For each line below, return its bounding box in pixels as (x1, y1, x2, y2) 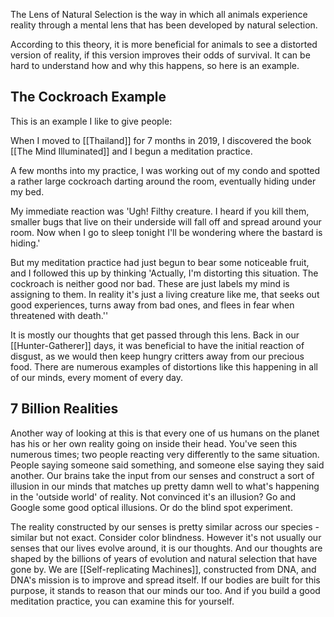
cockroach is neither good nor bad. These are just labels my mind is (10, 277, 290, 289)
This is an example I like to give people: (10, 115, 173, 127)
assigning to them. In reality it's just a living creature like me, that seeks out (10, 288, 320, 300)
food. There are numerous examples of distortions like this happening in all (10, 360, 318, 373)
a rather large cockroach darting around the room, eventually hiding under (10, 175, 317, 187)
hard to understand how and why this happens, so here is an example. (10, 60, 300, 71)
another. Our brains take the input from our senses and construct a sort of (10, 469, 315, 481)
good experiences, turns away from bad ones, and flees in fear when (10, 299, 295, 311)
